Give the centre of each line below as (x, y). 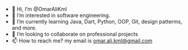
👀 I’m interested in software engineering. (61, 15)
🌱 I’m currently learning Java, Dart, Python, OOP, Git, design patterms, (97, 21)
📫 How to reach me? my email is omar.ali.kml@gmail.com (82, 41)
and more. (24, 28)
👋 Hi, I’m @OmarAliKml (39, 9)
